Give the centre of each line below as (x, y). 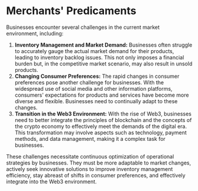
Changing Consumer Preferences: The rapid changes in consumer (97, 76)
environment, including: (35, 33)
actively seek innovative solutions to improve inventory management (90, 169)
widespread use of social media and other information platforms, (93, 88)
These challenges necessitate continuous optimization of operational (90, 156)
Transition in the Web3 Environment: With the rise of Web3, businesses (103, 114)
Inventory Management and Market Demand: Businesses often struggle (103, 45)
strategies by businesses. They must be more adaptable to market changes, (99, 163)
